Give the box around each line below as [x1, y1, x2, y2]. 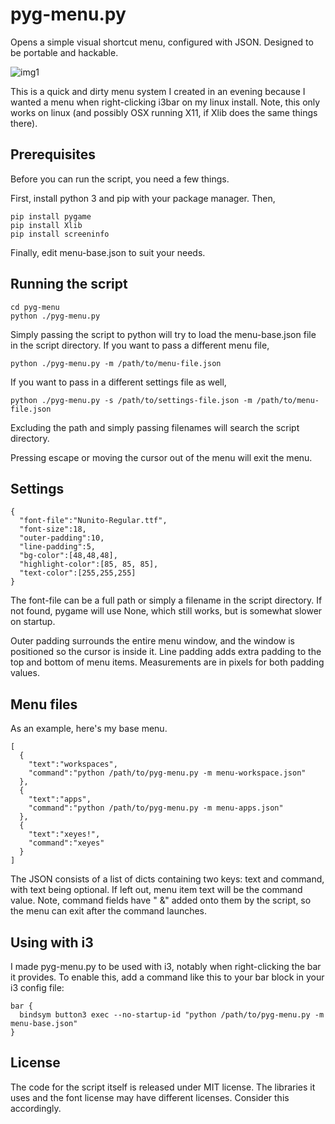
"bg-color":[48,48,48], [19, 551, 118, 561]
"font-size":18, [19, 524, 87, 535]
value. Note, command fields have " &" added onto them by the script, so [10, 894, 312, 907]
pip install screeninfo [10, 229, 110, 239]
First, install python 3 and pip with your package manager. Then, [10, 192, 276, 204]
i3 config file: [10, 982, 65, 993]
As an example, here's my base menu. [10, 723, 168, 735]
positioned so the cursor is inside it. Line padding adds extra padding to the [10, 646, 322, 658]
